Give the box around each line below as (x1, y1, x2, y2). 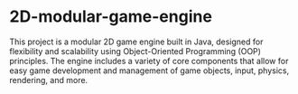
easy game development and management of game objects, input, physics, (9, 65, 290, 76)
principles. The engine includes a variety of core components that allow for (9, 55, 289, 66)
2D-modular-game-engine (9, 6, 212, 27)
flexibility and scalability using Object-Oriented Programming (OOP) (9, 45, 262, 56)
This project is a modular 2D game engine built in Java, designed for (9, 36, 264, 47)
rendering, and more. (9, 74, 88, 85)
